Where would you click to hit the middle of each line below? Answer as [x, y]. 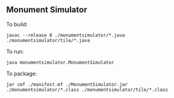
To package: [22, 73]
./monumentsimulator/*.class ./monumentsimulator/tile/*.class [87, 90]
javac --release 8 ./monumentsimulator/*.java [66, 35]
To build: [17, 24]
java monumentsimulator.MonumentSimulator [60, 62]
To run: [15, 51]
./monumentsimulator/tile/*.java [48, 40]
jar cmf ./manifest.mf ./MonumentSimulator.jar [67, 84]
